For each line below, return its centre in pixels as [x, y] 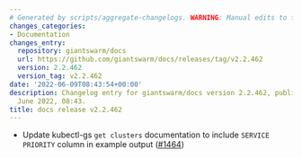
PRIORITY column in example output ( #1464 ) [103, 145]
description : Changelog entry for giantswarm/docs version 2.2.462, [140, 92]
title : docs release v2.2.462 [66, 110]
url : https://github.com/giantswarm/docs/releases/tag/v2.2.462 [140, 59]
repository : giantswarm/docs [72, 51]
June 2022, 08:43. [52, 101]
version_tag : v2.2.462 [60, 76]
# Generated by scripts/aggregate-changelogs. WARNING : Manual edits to [148, 18]
